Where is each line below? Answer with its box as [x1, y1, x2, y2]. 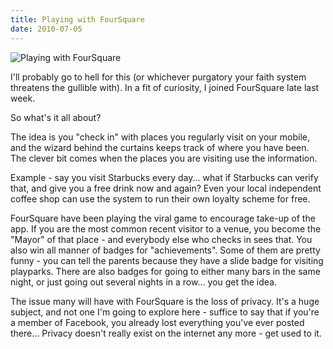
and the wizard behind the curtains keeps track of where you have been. [10, 141, 310, 153]
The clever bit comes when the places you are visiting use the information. [10, 152, 318, 164]
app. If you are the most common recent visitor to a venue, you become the [10, 222, 322, 235]
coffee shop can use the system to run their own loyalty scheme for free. [10, 192, 311, 205]
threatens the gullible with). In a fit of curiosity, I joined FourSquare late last [10, 81, 320, 93]
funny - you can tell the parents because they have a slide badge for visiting [10, 254, 324, 266]
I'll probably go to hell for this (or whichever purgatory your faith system [10, 71, 307, 83]
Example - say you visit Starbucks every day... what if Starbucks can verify [10, 171, 319, 183]
